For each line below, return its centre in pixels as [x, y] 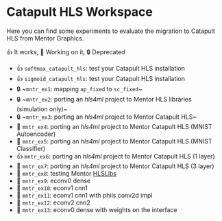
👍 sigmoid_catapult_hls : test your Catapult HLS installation [101, 78]
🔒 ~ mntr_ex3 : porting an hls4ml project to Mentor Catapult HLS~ [107, 117]
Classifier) [31, 148]
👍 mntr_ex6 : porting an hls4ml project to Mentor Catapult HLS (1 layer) [115, 156]
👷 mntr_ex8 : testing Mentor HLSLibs [66, 173]
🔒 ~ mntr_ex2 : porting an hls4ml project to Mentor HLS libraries [104, 99]
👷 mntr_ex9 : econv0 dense [53, 181]
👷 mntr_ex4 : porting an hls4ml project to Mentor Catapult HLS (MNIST [114, 126]
